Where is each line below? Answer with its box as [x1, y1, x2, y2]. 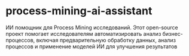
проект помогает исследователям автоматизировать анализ [5, 30, 161, 37]
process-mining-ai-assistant [5, 4, 153, 18]
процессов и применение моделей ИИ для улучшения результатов [5, 43, 178, 50]
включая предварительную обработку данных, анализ [36, 36, 176, 43]
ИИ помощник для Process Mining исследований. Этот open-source [5, 24, 178, 31]
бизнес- [162, 30, 183, 37]
